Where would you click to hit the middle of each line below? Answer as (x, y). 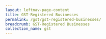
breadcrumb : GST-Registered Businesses (48, 24)
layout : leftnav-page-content (37, 10)
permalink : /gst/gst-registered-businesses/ (53, 19)
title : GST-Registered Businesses (42, 15)
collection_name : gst (28, 29)
